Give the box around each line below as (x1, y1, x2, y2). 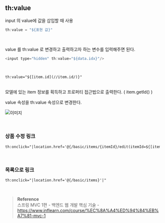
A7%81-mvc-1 (17, 213, 46, 219)
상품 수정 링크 (5, 133, 36, 140)
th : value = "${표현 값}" (5, 27, 53, 32)
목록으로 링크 (5, 166, 34, 173)
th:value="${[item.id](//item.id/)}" (5, 74, 82, 79)
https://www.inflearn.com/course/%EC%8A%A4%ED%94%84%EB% (17, 207, 159, 213)
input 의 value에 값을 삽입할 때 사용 (5, 17, 74, 24)
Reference (17, 196, 39, 202)
